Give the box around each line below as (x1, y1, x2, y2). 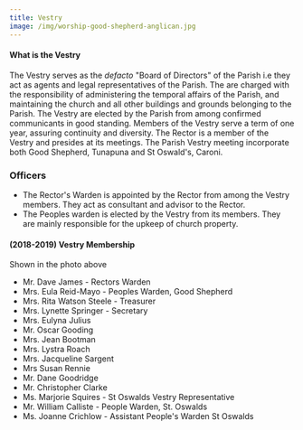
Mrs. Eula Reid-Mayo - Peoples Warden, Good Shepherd (22, 286, 233, 297)
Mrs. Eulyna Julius (22, 315, 91, 326)
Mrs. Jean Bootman (22, 334, 97, 345)
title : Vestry (9, 13, 63, 23)
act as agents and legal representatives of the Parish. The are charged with (9, 79, 289, 90)
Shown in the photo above (9, 259, 107, 270)
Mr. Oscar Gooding (22, 324, 94, 335)
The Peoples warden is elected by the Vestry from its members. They (22, 209, 281, 220)
